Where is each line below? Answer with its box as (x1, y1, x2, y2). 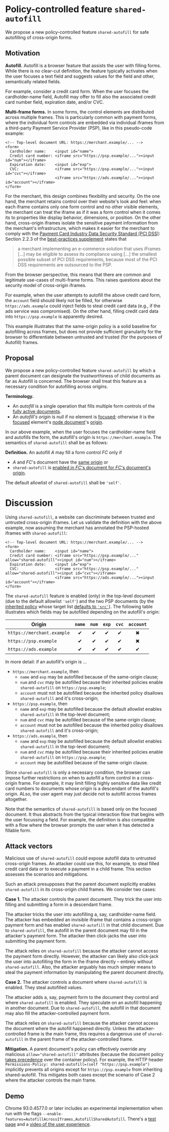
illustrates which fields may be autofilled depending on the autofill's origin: (5, 609, 160, 615)
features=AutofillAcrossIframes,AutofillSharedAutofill (5, 1117, 125, 1122)
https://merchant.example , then (12, 668, 79, 674)
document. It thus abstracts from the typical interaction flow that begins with (5, 811, 164, 817)
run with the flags (5, 1111, 42, 1117)
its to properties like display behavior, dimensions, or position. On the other (5, 214, 161, 220)
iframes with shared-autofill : (5, 530, 68, 536)
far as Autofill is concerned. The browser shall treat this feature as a (5, 378, 146, 384)
